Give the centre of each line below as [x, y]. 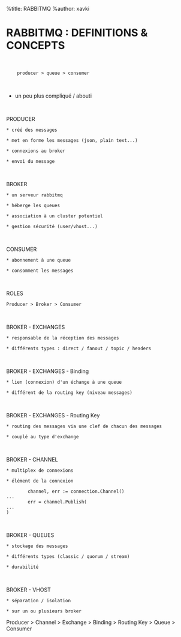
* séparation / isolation [38, 600]
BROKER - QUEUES [30, 535]
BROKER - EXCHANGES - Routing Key [53, 415]
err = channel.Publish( [57, 502]
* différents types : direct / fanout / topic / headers [79, 348]
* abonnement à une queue [38, 260]
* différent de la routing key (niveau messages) [70, 392]
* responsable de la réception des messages [63, 338]
